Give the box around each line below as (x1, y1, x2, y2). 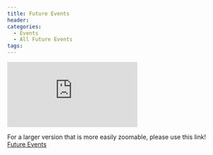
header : (7, 17, 30, 24)
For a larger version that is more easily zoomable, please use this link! (7, 133, 206, 141)
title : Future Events (7, 10, 70, 17)
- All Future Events (13, 36, 73, 43)
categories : (7, 23, 42, 30)
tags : (7, 42, 23, 49)
